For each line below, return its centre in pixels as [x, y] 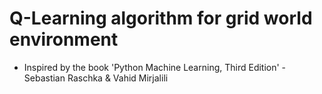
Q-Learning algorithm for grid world [161, 18]
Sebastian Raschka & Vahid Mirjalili [96, 78]
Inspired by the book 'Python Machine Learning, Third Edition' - [155, 67]
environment [64, 39]
